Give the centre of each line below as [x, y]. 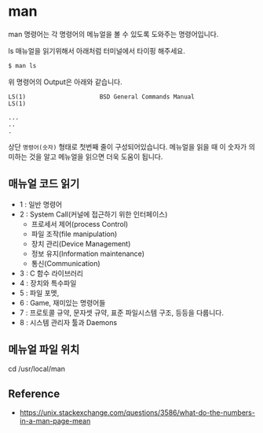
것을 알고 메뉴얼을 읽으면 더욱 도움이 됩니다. [96, 157]
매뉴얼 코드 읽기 [44, 184]
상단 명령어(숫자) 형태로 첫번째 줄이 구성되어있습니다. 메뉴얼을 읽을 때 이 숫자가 [128, 146]
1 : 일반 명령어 [41, 204]
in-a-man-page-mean [55, 421]
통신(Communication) [66, 263]
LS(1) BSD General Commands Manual [101, 97]
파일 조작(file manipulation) [74, 234]
